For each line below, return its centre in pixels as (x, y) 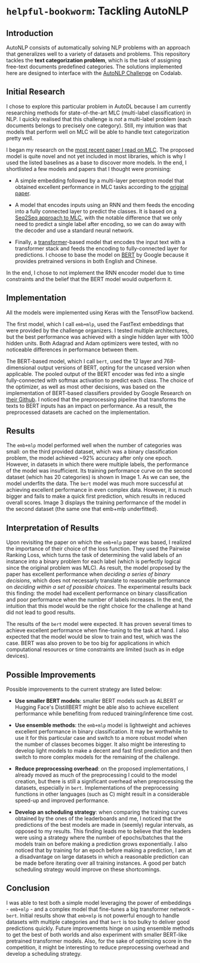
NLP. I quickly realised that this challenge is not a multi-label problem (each (99, 119)
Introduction (30, 33)
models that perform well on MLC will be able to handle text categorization (98, 132)
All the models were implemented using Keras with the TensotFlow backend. (100, 312)
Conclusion (28, 888)
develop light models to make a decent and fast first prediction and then (103, 751)
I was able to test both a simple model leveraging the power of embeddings (99, 902)
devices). (18, 656)
